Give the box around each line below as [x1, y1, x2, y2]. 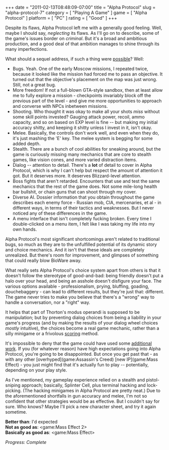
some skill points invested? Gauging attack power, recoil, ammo [12, 114, 145, 120]
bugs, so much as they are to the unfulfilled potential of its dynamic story [5, 241, 157, 247]
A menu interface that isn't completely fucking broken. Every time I [12, 216, 152, 221]
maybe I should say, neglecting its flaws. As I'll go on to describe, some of [5, 30, 159, 36]
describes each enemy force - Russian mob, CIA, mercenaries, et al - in [12, 200, 161, 206]
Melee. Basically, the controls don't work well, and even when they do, [12, 130, 159, 136]
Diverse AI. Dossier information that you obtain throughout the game [12, 194, 155, 200]
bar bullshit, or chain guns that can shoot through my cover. [12, 189, 137, 195]
